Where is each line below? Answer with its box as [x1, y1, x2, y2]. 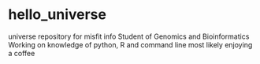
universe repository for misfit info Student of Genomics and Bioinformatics [8, 32, 250, 41]
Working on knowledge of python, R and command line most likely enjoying [8, 40, 253, 49]
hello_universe [8, 6, 106, 24]
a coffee [8, 48, 35, 58]
